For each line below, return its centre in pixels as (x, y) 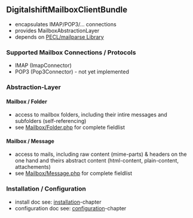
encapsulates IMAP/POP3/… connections (65, 24)
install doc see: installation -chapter (58, 202)
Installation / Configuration (46, 189)
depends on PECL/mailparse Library (59, 37)
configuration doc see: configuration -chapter (71, 208)
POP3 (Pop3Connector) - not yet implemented (72, 72)
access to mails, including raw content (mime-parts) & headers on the (101, 154)
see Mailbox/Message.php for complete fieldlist (73, 173)
